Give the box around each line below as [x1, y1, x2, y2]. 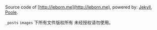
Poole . [5, 9, 18, 15]
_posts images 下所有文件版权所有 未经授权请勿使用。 [5, 20, 114, 25]
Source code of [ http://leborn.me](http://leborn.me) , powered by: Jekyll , [5, 4, 152, 10]
